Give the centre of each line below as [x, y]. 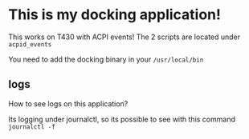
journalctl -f [32, 127]
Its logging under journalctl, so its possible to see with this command [122, 119]
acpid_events [30, 44]
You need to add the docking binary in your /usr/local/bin [106, 59]
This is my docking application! [115, 15]
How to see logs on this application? [68, 103]
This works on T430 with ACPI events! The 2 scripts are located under [124, 37]
